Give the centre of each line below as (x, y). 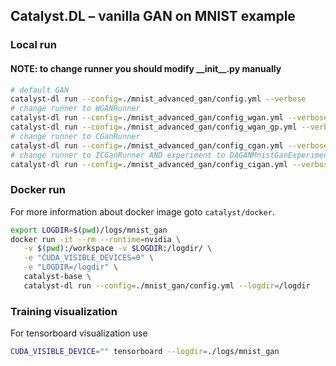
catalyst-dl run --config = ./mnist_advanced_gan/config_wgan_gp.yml (154, 127)
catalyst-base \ (57, 277)
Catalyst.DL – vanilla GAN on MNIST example (153, 16)
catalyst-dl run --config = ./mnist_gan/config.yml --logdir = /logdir (167, 285)
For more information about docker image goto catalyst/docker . (142, 211)
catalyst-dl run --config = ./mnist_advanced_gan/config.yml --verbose (158, 99)
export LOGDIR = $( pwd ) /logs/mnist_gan (89, 230)
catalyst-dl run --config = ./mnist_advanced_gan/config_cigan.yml (149, 164)
